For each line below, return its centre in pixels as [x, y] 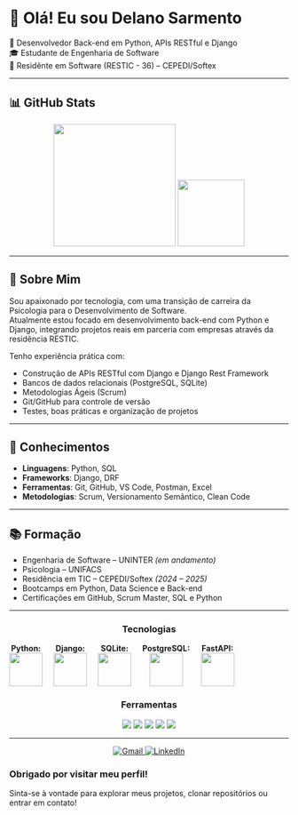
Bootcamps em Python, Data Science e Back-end [112, 588]
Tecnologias [149, 629]
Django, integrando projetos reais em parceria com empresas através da [141, 329]
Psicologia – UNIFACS [62, 570]
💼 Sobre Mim [45, 280]
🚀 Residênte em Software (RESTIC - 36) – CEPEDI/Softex [113, 65]
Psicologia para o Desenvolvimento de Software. [98, 310]
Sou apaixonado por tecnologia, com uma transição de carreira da [130, 300]
